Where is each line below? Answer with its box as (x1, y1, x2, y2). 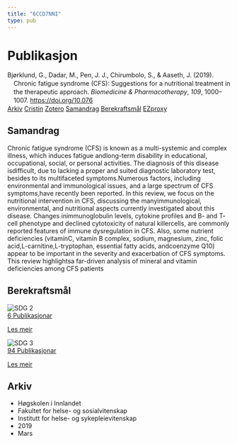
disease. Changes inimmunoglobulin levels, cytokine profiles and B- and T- (7, 211, 226, 220)
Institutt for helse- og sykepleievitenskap (17, 414, 137, 422)
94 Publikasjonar (7, 346, 57, 354)
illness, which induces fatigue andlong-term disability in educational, (7, 151, 207, 159)
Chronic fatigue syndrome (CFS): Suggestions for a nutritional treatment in (13, 79, 231, 88)
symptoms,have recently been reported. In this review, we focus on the (7, 189, 214, 197)
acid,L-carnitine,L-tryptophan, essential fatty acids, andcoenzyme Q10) (7, 242, 215, 250)
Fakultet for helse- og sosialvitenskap (17, 407, 127, 415)
